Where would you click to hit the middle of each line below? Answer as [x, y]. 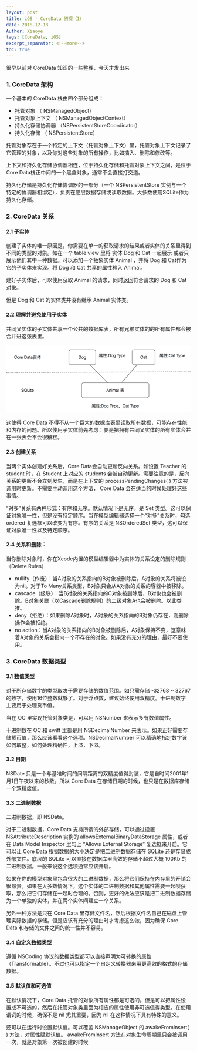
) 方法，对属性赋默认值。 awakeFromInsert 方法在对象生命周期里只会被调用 [97, 1035]
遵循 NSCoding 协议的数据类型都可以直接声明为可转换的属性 [79, 956]
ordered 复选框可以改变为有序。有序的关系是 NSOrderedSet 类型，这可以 [94, 522]
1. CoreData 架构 [30, 84]
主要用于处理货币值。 [32, 705]
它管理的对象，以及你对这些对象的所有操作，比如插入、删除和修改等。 [91, 153]
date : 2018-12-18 [27, 25]
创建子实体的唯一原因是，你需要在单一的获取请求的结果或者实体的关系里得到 [98, 246]
